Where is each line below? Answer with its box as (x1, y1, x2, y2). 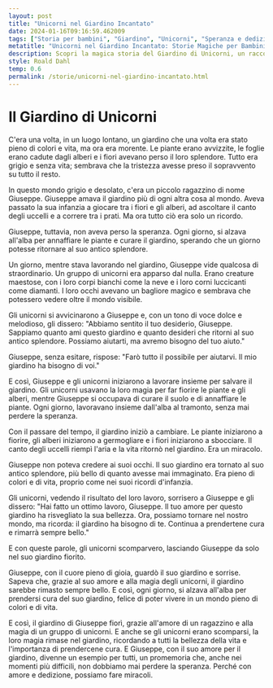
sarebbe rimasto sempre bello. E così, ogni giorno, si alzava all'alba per (8, 585, 247, 594)
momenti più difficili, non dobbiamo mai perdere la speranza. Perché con (8, 661, 252, 671)
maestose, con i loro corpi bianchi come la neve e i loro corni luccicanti (8, 277, 246, 287)
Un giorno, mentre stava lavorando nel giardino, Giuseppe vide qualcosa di (8, 260, 258, 270)
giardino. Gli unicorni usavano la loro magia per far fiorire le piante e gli (8, 384, 246, 395)
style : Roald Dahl (8, 58, 71, 66)
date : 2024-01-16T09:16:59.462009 (8, 27, 126, 35)
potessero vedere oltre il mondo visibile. (8, 294, 143, 304)
